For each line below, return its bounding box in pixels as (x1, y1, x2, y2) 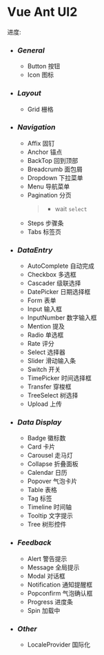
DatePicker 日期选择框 (27, 288, 91, 296)
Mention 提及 (27, 322, 65, 331)
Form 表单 (27, 296, 56, 304)
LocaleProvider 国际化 (27, 641, 91, 649)
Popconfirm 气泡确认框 (27, 589, 93, 597)
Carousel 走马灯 (27, 451, 74, 460)
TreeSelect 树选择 (27, 391, 79, 400)
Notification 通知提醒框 (27, 580, 93, 589)
